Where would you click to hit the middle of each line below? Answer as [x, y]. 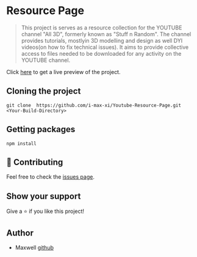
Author [20, 233]
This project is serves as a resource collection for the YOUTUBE [102, 28]
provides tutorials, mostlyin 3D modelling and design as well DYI [102, 40]
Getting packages [41, 129]
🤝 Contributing [35, 162]
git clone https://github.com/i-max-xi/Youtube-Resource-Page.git [94, 105]
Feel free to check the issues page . [50, 177]
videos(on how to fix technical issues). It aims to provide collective [105, 47]
